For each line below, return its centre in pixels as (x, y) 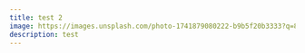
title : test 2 (36, 18)
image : (22, 26)
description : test (44, 34)
